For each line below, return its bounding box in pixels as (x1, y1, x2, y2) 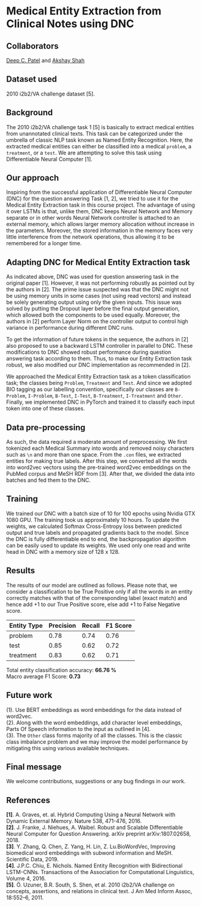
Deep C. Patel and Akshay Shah (6, 57, 85, 64)
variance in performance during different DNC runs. (6, 324, 134, 332)
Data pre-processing (6, 422, 86, 432)
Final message (6, 762, 62, 772)
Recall (82, 621, 100, 629)
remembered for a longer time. (6, 240, 82, 247)
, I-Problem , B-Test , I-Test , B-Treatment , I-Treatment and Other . (25, 392, 183, 399)
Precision (48, 621, 76, 629)
